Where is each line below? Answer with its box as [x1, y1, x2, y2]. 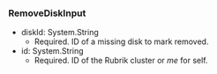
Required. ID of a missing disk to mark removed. [34, 36, 209, 47]
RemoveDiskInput [8, 7, 86, 19]
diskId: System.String [20, 27, 99, 38]
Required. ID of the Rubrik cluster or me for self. [34, 55, 208, 66]
